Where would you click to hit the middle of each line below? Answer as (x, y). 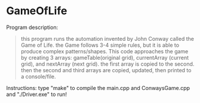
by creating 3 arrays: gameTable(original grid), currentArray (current (105, 57)
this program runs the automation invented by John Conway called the (107, 38)
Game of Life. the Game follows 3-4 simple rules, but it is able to (100, 45)
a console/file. (38, 76)
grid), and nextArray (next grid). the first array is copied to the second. (107, 64)
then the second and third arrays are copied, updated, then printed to (106, 70)
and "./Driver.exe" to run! (37, 94)
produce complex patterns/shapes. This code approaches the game (104, 51)
